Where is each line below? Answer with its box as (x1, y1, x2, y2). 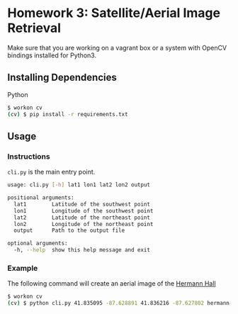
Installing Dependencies (7, 72, 117, 84)
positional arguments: (7, 194, 74, 201)
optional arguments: (7, 240, 69, 247)
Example (7, 263, 38, 273)
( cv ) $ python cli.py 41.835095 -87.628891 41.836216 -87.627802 (7, 300, 204, 307)
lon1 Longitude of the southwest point (13, 207, 154, 214)
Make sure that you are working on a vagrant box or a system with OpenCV (7, 43, 227, 52)
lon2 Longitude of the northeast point (13, 220, 154, 228)
